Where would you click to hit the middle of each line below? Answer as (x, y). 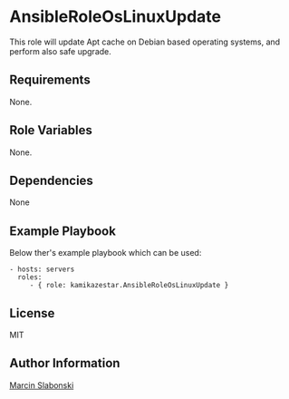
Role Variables (51, 130)
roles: (30, 277)
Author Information (65, 363)
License (32, 313)
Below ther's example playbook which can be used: (106, 253)
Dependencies (51, 180)
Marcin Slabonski (42, 385)
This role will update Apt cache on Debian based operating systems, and (145, 42)
